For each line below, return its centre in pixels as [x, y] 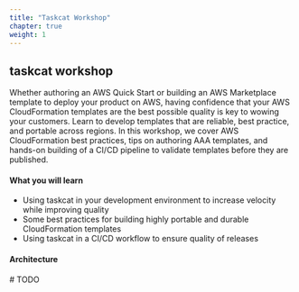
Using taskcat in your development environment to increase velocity [149, 200]
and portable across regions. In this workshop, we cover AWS [124, 131]
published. [29, 160]
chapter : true [36, 26]
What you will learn [47, 180]
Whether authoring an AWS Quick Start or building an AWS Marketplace [143, 93]
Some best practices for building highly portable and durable [135, 219]
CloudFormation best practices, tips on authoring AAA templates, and [139, 141]
